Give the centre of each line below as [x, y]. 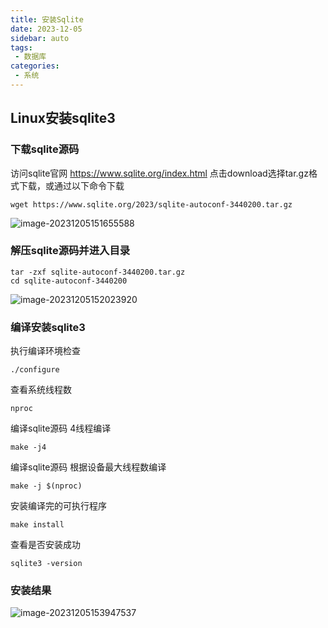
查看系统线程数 [41, 390]
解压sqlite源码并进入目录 [70, 251]
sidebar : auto [40, 38]
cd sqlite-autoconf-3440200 [69, 281]
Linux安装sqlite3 [63, 118]
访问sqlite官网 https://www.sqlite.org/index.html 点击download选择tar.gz [159, 173]
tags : [21, 47]
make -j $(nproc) [46, 486]
